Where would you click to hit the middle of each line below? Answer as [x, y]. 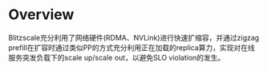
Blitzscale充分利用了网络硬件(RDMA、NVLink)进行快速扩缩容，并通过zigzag [134, 37]
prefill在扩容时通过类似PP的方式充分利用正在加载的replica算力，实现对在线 [131, 47]
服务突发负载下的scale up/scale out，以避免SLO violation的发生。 [117, 57]
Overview [41, 15]
